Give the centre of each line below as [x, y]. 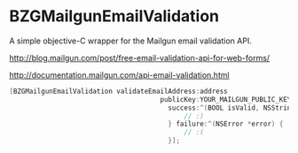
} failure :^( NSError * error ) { [226, 124]
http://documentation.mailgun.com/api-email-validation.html [119, 75]
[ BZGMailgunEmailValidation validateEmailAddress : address [118, 91]
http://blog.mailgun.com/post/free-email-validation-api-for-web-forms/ [140, 57]
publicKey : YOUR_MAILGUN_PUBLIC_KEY [226, 99]
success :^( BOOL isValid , [214, 108]
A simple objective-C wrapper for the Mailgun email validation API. [131, 41]
